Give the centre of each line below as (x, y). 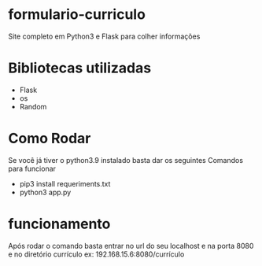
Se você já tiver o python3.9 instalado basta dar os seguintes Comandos (126, 160)
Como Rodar (50, 139)
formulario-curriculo (77, 15)
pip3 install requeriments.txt (65, 183)
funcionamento (59, 224)
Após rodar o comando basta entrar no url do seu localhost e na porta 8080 (131, 246)
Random (33, 106)
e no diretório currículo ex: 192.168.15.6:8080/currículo (96, 254)
